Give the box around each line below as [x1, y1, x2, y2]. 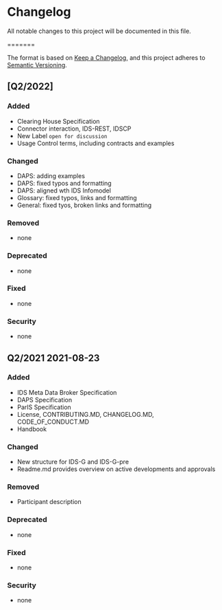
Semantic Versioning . [7, 61, 67, 69]
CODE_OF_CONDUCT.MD [16, 417, 89, 426]
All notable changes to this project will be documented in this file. [7, 27, 192, 35]
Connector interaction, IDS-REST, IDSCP [16, 124, 132, 133]
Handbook [16, 424, 47, 433]
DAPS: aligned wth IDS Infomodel [16, 186, 112, 195]
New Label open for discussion [16, 131, 108, 140]
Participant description [16, 498, 82, 506]
